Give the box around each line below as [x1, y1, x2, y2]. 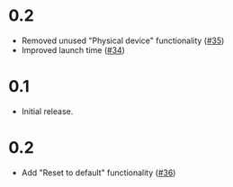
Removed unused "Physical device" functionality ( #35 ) [21, 35, 225, 46]
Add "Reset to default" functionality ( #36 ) [21, 167, 176, 178]
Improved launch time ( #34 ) [21, 44, 125, 55]
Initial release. [21, 105, 74, 117]
